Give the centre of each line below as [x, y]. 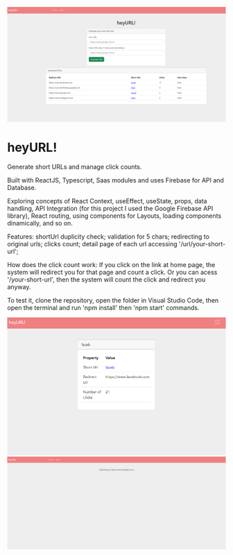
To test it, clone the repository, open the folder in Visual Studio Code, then [113, 300]
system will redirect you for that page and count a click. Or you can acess [112, 272]
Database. [22, 187]
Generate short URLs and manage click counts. [75, 166]
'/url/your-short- [202, 244]
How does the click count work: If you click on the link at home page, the [111, 264]
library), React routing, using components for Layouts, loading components [114, 216]
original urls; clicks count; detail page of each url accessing [93, 244]
